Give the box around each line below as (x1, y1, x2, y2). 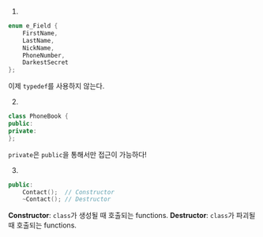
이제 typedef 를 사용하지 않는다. (8, 81, 105, 91)
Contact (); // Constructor (22, 188, 115, 196)
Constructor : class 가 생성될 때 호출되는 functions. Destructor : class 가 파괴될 (8, 211, 256, 220)
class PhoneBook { (8, 112, 69, 121)
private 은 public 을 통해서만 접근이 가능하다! (8, 149, 148, 159)
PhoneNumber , (22, 51, 66, 59)
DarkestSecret (22, 58, 69, 66)
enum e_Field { (8, 22, 58, 30)
